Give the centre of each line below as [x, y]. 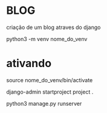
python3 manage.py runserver [44, 103]
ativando [29, 63]
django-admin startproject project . [50, 92]
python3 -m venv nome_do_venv [47, 39]
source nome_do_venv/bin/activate [50, 80]
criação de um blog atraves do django [53, 27]
